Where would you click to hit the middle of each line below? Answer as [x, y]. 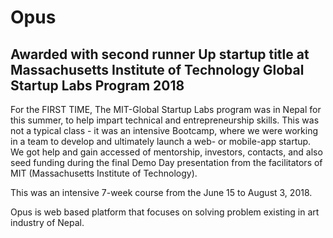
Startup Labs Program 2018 [97, 85]
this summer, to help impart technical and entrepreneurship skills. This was [165, 120]
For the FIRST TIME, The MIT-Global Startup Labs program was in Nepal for [166, 109]
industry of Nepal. [47, 222]
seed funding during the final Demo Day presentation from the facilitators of [166, 162]
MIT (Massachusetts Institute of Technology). [104, 173]
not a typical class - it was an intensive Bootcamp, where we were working [164, 130]
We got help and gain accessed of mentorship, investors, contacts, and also [166, 152]
